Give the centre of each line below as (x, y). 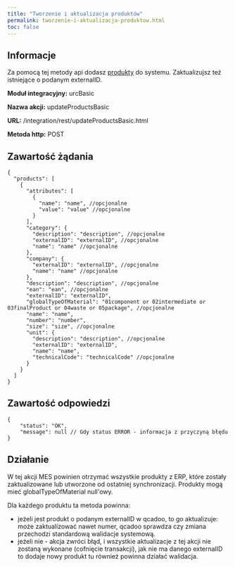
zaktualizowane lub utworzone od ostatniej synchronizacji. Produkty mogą (115, 484)
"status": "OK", (44, 426)
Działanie (28, 460)
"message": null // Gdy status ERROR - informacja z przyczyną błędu (124, 432)
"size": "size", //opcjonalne (70, 326)
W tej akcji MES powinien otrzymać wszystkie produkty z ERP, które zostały (117, 476)
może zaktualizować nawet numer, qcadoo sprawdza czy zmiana (112, 526)
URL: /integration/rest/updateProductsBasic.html (78, 121)
